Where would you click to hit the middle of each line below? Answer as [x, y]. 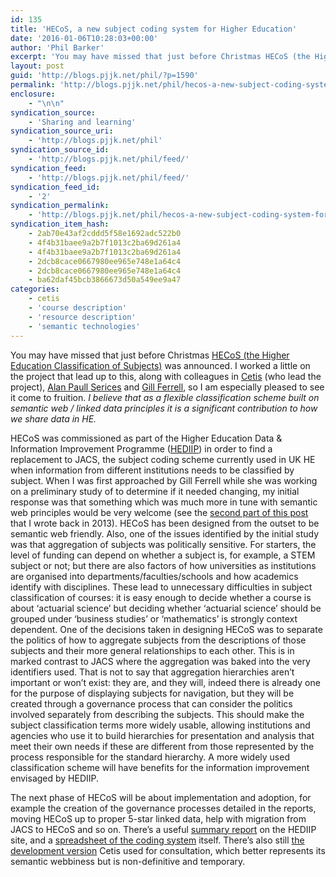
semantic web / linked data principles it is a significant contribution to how [164, 408]
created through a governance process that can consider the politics [151, 703]
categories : [35, 289]
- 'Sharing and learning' [82, 122]
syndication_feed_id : [55, 187]
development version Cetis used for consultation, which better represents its [168, 850]
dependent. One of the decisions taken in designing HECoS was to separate [166, 629]
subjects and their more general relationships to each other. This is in [152, 650]
